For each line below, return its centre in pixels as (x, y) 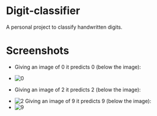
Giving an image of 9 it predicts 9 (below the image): (88, 101)
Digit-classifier (43, 11)
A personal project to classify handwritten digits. (64, 27)
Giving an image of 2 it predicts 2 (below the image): (78, 90)
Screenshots (38, 51)
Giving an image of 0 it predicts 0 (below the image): (78, 67)
